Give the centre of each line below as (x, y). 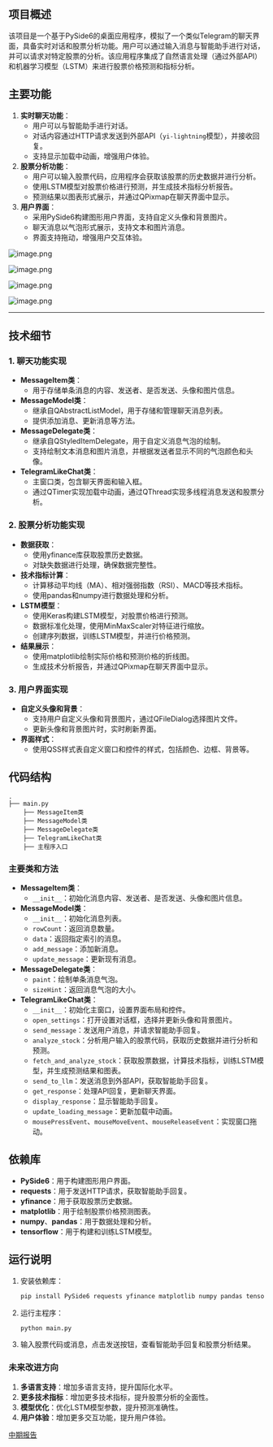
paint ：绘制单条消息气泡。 (77, 979)
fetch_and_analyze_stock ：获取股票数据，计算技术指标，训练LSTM (145, 1061)
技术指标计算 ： (45, 574)
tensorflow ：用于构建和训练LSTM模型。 (88, 1231)
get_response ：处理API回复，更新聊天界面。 (106, 1091)
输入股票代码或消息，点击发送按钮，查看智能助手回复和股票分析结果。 (138, 1345)
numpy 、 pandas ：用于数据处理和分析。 (88, 1221)
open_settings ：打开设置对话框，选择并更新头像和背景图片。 (134, 1020)
